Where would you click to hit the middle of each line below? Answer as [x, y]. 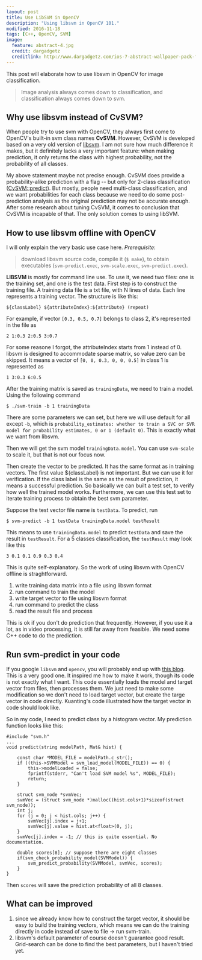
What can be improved [50, 904]
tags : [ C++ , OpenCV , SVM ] [38, 34]
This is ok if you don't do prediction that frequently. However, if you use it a [99, 623]
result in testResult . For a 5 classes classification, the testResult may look [99, 539]
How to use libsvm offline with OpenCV [81, 233]
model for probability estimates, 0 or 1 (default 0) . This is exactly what [101, 430]
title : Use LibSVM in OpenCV [43, 17]
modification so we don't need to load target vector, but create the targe [96, 695]
